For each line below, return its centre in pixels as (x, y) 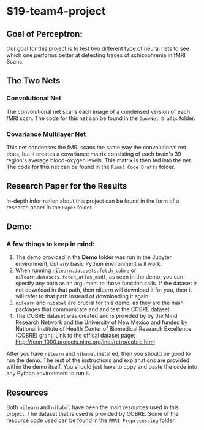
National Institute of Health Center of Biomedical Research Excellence (103, 329)
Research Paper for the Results (67, 186)
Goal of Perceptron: (44, 34)
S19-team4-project (56, 11)
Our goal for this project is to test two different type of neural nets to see (98, 48)
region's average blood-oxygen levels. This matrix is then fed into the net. (100, 160)
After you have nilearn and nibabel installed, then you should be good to (99, 354)
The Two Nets (33, 81)
